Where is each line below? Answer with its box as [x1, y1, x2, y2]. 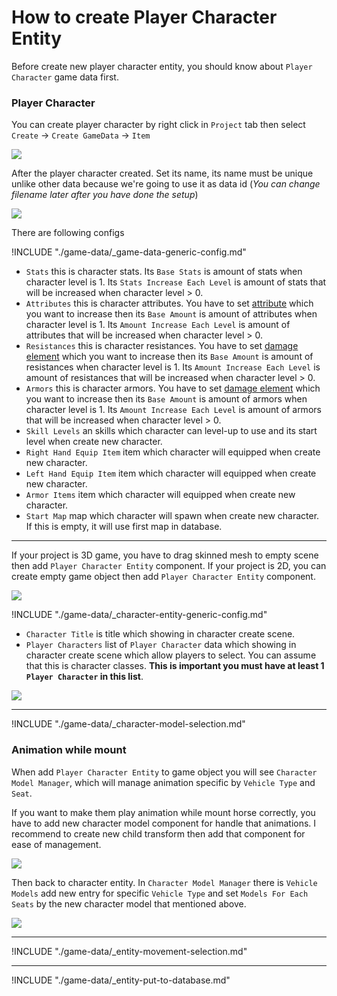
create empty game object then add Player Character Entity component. [11, 571, 316, 583]
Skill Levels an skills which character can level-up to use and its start [25, 425, 318, 437]
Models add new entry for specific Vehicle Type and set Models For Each [11, 887, 309, 899]
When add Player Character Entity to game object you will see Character [11, 766, 318, 778]
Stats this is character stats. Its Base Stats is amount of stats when [25, 266, 303, 278]
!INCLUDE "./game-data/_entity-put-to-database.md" [11, 974, 231, 986]
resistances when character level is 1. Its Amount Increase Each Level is [25, 361, 321, 373]
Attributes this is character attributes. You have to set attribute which [25, 297, 314, 310]
